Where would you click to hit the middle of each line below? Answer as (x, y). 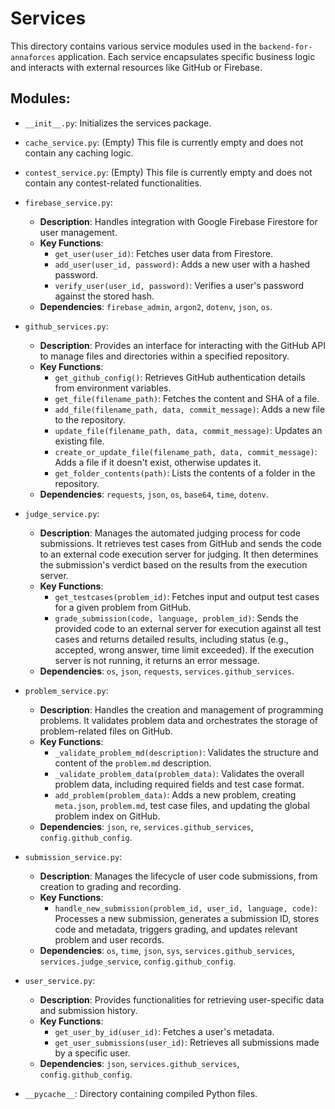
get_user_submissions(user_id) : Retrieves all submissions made (187, 1042)
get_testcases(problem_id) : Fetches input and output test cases (187, 596)
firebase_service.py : (68, 202)
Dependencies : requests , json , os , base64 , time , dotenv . (154, 494)
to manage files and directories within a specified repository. (164, 356)
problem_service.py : (66, 690)
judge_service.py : (62, 513)
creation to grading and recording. (110, 886)
